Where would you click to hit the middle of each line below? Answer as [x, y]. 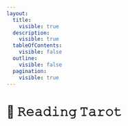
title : [22, 20]
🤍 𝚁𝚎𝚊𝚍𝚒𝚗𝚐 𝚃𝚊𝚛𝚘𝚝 [64, 112]
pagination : [30, 71]
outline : [25, 59]
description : [31, 33]
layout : [18, 13]
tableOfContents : [38, 45]
